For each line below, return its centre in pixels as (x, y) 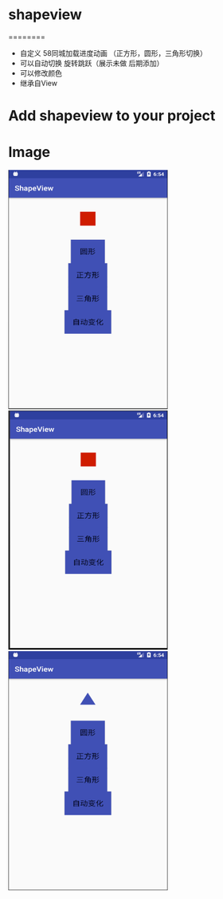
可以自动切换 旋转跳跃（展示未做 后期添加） (92, 63)
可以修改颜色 (41, 73)
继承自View (39, 83)
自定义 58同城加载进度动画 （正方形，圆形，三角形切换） (113, 53)
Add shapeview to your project (112, 116)
